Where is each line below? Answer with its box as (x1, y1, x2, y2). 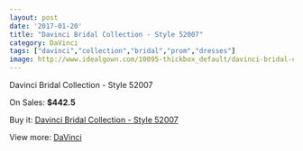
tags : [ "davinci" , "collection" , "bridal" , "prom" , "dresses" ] (9, 47, 236, 56)
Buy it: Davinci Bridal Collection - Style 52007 (9, 114, 179, 125)
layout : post (9, 13, 59, 22)
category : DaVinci (9, 38, 78, 48)
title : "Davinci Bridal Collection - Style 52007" (9, 30, 204, 39)
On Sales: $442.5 (9, 97, 76, 108)
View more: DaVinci (9, 132, 83, 142)
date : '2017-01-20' (9, 22, 83, 31)
